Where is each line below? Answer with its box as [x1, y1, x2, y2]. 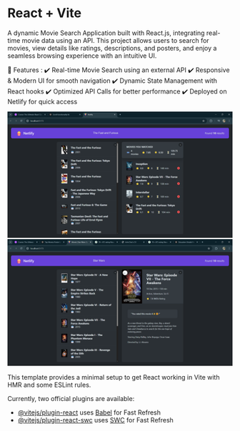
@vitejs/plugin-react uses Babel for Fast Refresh [17, 408, 161, 417]
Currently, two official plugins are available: [7, 394, 135, 402]
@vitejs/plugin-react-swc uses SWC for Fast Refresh [17, 415, 174, 424]
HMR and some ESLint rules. [7, 380, 91, 389]
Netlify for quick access [7, 97, 78, 106]
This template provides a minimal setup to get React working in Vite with [7, 372, 220, 381]
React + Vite [7, 5, 82, 21]
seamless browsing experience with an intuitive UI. [7, 51, 157, 60]
